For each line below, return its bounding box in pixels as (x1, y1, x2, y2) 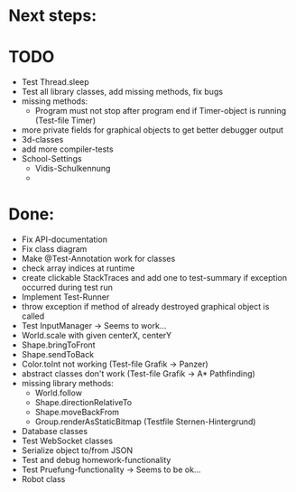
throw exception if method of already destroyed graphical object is (21, 302, 270, 312)
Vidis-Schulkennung (34, 163, 111, 174)
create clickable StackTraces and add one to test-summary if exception (21, 273, 288, 283)
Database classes (21, 426, 88, 437)
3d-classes (21, 135, 64, 145)
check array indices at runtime (21, 263, 135, 274)
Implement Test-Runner (21, 292, 110, 302)
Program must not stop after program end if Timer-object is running (34, 106, 287, 116)
